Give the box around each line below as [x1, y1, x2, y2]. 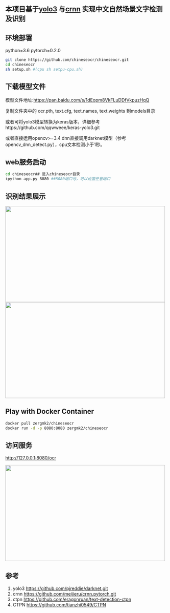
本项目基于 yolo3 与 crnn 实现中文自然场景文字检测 [5, 5, 163, 14]
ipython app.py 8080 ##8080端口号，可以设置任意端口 [5, 176, 111, 182]
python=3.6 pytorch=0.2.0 [5, 48, 61, 54]
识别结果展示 [5, 192, 46, 201]
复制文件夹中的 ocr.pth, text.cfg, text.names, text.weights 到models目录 [5, 108, 156, 114]
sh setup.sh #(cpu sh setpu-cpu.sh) [5, 67, 83, 72]
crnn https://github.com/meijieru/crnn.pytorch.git [12, 591, 116, 597]
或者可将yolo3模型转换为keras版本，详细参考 [5, 118, 101, 124]
